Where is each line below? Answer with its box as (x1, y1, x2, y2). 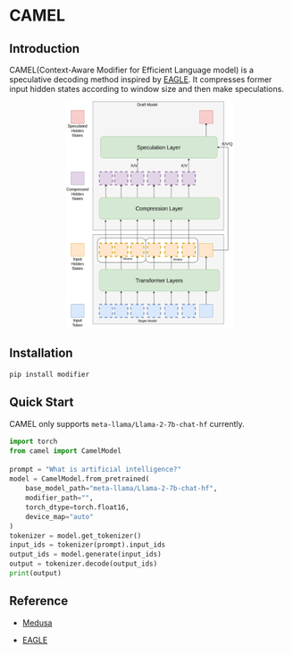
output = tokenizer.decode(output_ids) (9, 559, 158, 568)
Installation (9, 345, 73, 360)
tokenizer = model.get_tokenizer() (9, 531, 142, 541)
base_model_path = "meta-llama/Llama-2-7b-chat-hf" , (25, 484, 218, 493)
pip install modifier (9, 370, 90, 380)
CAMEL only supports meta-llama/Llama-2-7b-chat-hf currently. (9, 418, 246, 429)
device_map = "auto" (25, 512, 94, 521)
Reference (9, 593, 69, 608)
